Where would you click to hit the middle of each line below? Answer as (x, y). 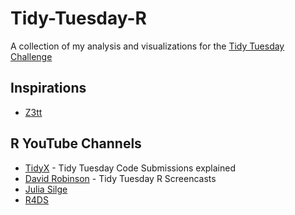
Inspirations (48, 88)
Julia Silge (46, 189)
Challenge (31, 56)
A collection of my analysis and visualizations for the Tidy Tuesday (147, 46)
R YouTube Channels (76, 143)
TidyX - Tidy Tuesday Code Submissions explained (130, 168)
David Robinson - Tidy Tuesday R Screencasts (120, 178)
